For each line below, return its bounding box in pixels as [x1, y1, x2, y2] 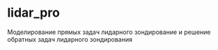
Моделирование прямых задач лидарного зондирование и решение [7, 28, 211, 36]
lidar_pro [7, 5, 61, 21]
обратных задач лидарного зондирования [7, 35, 133, 43]
